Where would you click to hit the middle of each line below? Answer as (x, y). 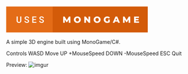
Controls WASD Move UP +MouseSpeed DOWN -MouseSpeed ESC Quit (94, 53)
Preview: (17, 65)
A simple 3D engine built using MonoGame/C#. (63, 42)
